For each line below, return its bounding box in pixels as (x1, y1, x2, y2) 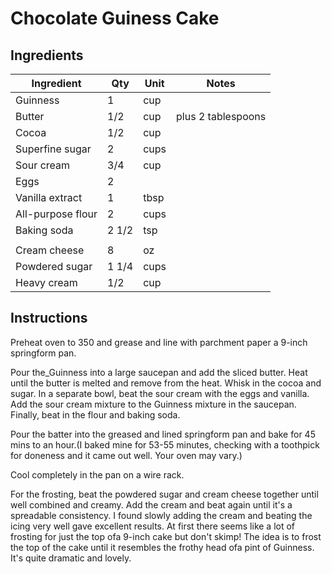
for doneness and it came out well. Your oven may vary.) (10, 449, 243, 461)
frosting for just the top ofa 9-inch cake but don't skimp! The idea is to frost (10, 530, 322, 542)
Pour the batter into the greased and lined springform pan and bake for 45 (10, 428, 316, 440)
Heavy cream (15, 276, 78, 289)
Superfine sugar (15, 142, 92, 156)
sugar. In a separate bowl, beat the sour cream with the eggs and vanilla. (10, 387, 310, 399)
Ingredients (10, 47, 84, 64)
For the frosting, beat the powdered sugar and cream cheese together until (10, 488, 319, 500)
